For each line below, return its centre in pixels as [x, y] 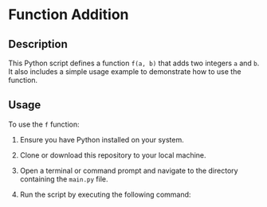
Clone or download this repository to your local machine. [113, 155]
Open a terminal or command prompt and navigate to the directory [129, 170]
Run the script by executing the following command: [105, 194]
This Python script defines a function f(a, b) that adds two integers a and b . [134, 63]
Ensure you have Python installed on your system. [102, 139]
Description [38, 44]
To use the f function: [44, 124]
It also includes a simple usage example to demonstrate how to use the [125, 72]
